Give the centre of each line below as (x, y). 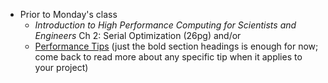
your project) (61, 67)
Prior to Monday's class (68, 14)
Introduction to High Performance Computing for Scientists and (165, 25)
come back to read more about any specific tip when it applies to (168, 57)
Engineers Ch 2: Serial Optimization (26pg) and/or (138, 35)
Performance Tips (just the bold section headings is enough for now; (176, 46)
